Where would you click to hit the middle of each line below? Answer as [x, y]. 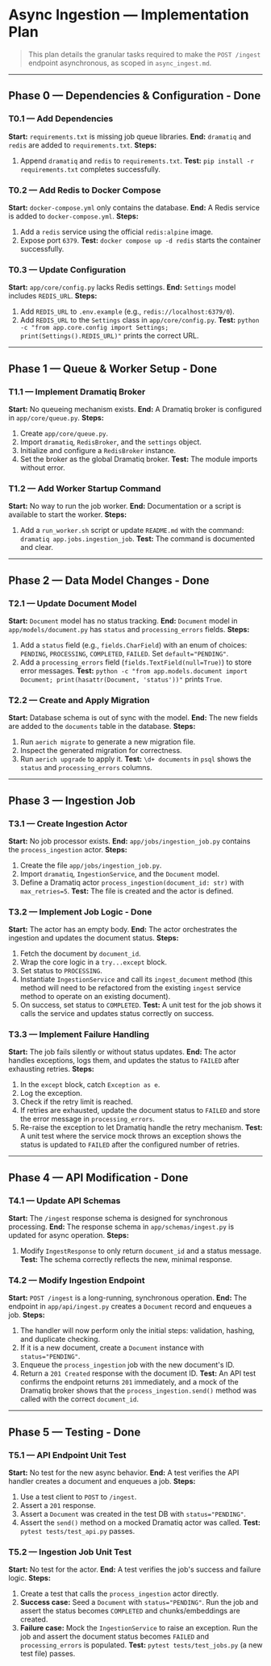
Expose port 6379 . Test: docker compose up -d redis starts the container [140, 240]
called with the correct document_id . [79, 1399]
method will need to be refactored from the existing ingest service [130, 988]
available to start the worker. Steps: [68, 514]
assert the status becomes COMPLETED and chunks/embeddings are [130, 1611]
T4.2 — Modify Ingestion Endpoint [77, 1281]
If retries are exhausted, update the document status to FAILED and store [140, 1110]
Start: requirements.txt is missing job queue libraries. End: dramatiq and [130, 136]
